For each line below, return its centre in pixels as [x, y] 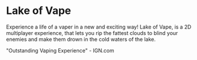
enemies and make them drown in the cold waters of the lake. [81, 39]
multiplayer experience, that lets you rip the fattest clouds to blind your [92, 33]
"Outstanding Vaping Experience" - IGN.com [60, 50]
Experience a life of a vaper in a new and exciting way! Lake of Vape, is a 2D [99, 27]
